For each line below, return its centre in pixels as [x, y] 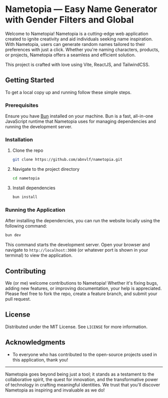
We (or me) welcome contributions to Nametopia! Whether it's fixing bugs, [82, 283]
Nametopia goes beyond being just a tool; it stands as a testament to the [80, 374]
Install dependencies [34, 188]
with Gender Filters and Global [69, 20]
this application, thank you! [40, 360]
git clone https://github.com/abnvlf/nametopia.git [67, 160]
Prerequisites [22, 105]
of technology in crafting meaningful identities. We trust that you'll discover [83, 385]
